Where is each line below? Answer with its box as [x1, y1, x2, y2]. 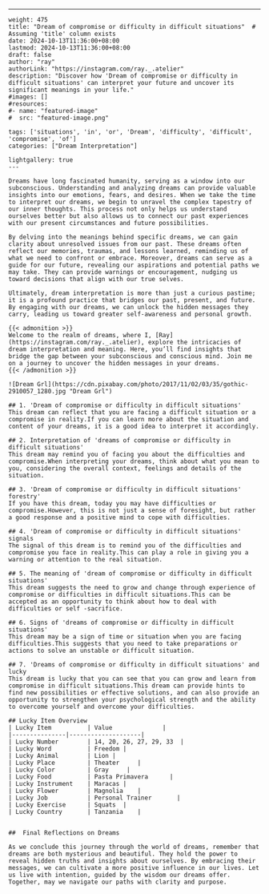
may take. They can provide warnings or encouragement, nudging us [8, 268, 239, 276]
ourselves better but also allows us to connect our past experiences [8, 212, 249, 220]
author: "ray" [8, 58, 56, 66]
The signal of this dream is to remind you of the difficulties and [8, 542, 242, 550]
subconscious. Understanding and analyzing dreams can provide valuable [8, 184, 256, 192]
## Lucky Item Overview [8, 717, 88, 725]
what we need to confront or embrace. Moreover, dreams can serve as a [8, 254, 252, 262]
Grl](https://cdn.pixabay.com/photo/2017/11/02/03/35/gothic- [37, 381, 249, 389]
